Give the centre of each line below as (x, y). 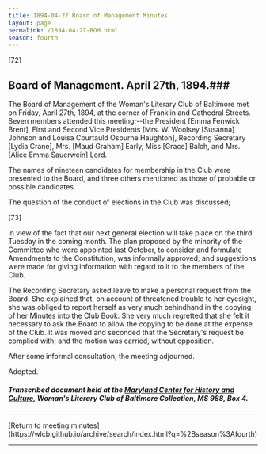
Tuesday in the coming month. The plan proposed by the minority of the (125, 242)
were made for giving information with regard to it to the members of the (126, 267)
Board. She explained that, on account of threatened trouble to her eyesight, (133, 299)
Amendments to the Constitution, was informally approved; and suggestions (132, 258)
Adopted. (23, 372)
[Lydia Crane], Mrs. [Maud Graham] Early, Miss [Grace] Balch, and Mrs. (124, 147)
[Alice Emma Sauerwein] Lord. (58, 155)
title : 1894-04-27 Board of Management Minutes (88, 15)
